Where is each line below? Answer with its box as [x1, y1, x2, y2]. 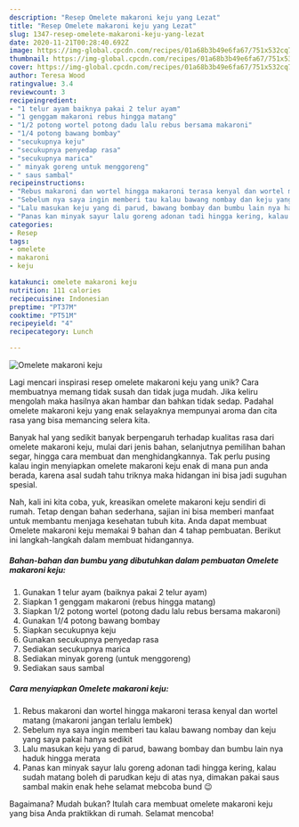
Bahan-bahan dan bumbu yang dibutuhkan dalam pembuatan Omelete [9, 554, 279, 566]
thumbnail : [9, 54, 50, 63]
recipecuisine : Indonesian [9, 294, 109, 303]
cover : [9, 63, 34, 72]
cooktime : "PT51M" [9, 311, 77, 320]
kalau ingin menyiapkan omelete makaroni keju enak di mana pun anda [9, 461, 269, 471]
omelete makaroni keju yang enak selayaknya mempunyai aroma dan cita [9, 405, 278, 415]
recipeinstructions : [9, 179, 86, 188]
